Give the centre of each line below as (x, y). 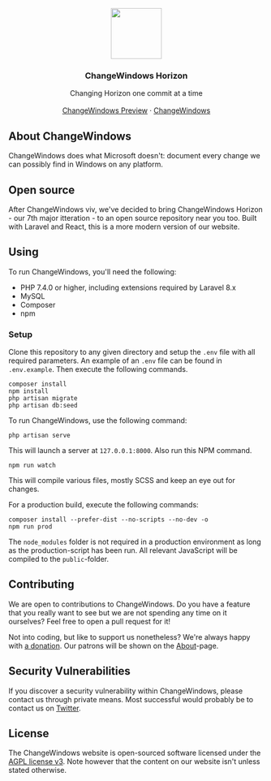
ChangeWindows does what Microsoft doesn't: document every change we (135, 156)
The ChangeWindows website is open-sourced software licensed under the (135, 753)
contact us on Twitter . (45, 708)
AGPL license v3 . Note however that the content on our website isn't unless (134, 762)
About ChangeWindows (70, 136)
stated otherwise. (38, 770)
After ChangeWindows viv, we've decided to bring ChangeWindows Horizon (136, 209)
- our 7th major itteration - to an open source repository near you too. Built (133, 218)
